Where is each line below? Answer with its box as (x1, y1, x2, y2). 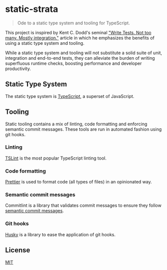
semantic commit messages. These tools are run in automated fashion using (5, 126, 162, 132)
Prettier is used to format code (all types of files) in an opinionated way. (5, 179, 152, 185)
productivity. (5, 66, 31, 72)
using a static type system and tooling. (5, 40, 85, 46)
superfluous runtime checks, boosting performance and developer (5, 60, 142, 66)
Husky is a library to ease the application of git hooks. (5, 231, 116, 237)
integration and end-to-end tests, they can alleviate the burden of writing (5, 55, 156, 61)
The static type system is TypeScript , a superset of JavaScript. (5, 93, 135, 99)
